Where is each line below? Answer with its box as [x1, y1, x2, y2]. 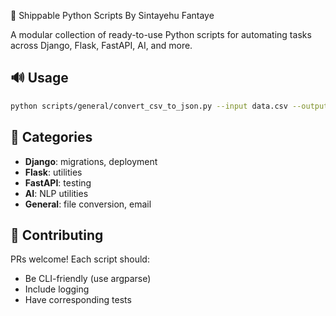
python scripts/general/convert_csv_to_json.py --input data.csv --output [10, 101, 329, 111]
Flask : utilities [24, 166, 83, 178]
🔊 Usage [10, 70, 69, 87]
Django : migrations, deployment [24, 155, 158, 167]
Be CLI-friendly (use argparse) [24, 273, 152, 285]
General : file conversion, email [24, 198, 152, 210]
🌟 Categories [10, 129, 93, 146]
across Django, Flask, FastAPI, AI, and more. [10, 40, 193, 51]
